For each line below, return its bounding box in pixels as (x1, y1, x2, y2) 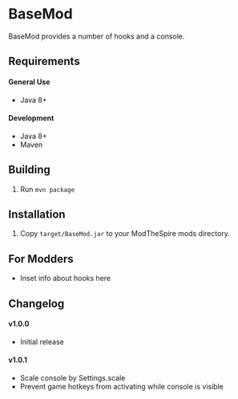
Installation (8, 207, 66, 221)
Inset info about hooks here (19, 274, 111, 283)
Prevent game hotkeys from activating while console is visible (19, 381, 224, 391)
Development (8, 113, 54, 123)
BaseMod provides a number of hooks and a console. (8, 31, 185, 41)
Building (8, 163, 50, 177)
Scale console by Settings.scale (19, 373, 126, 382)
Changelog (8, 296, 65, 310)
